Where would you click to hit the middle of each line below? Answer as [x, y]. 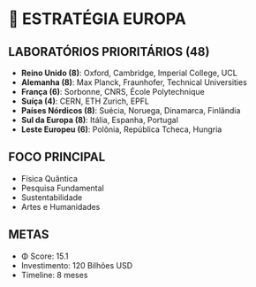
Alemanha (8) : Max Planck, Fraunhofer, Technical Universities [134, 82]
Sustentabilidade [52, 197]
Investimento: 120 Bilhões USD [77, 265]
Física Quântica [49, 178]
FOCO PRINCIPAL [57, 157]
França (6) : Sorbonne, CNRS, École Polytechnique [113, 92]
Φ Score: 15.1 [45, 256]
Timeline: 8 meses [54, 275]
